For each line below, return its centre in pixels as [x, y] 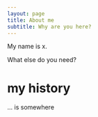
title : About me [31, 20]
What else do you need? [42, 60]
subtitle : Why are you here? [49, 26]
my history [39, 88]
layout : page [26, 14]
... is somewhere [31, 107]
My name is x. [27, 47]
